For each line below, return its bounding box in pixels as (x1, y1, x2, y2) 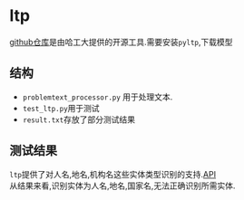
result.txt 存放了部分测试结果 (22, 114, 136, 125)
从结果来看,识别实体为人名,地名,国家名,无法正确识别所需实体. (9, 180, 236, 191)
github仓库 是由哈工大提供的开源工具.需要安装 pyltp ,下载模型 (9, 36, 233, 47)
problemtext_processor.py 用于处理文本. (22, 91, 173, 102)
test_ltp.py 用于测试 (22, 102, 100, 113)
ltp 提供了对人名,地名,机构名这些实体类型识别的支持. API (9, 168, 216, 179)
